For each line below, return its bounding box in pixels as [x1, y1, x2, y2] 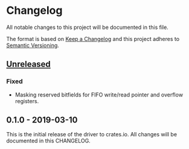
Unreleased [6, 59, 51, 69]
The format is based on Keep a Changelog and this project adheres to [6, 35, 180, 42]
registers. [14, 97, 39, 104]
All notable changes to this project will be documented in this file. [6, 24, 169, 31]
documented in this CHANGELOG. [6, 137, 91, 145]
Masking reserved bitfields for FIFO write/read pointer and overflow [14, 91, 183, 98]
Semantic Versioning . [6, 42, 59, 49]
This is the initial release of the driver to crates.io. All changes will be [6, 131, 177, 138]
